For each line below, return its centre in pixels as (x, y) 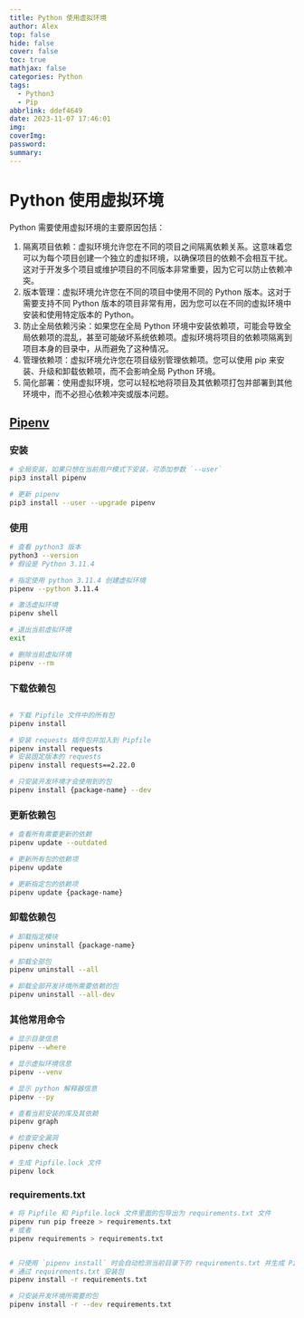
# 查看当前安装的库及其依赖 (54, 1113)
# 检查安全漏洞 (34, 1139)
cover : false (34, 52)
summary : (26, 152)
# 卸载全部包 (30, 962)
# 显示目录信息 (34, 1039)
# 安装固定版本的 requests (55, 757)
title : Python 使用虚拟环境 (58, 18)
